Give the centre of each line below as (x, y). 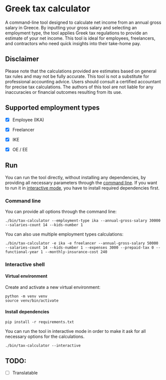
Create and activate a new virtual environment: (53, 287)
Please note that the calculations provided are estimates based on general (81, 71)
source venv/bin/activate (32, 301)
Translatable (25, 373)
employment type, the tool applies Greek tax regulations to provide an (76, 33)
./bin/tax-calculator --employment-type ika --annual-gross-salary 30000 (83, 221)
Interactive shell (25, 264)
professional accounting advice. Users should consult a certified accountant (83, 81)
